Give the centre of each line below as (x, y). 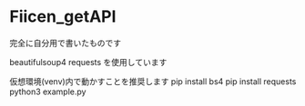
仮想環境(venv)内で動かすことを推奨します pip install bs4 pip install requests (153, 81)
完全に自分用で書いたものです (65, 43)
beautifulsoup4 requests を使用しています (88, 62)
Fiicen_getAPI (63, 17)
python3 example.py (48, 92)
